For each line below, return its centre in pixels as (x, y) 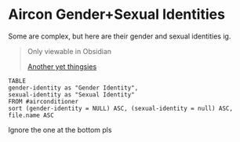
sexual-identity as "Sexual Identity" (71, 95)
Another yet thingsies (62, 66)
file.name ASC (31, 115)
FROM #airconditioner (44, 101)
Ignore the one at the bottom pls (60, 129)
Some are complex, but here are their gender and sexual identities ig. (120, 36)
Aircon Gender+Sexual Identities (117, 15)
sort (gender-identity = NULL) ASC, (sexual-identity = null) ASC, (121, 108)
